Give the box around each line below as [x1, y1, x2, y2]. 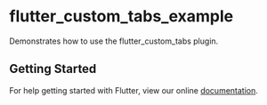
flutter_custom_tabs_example [9, 6, 234, 27]
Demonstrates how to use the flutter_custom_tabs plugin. [9, 36, 219, 46]
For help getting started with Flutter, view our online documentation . [9, 85, 258, 95]
